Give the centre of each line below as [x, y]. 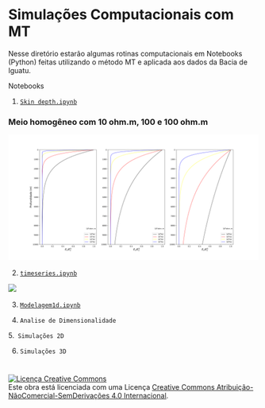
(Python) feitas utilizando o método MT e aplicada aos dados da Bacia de [128, 62]
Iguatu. [20, 70]
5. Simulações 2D [36, 336]
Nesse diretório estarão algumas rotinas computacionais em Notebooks [125, 53]
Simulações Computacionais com [121, 15]
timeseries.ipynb [48, 274]
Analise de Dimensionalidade [68, 321]
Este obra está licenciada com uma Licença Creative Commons [112, 387]
